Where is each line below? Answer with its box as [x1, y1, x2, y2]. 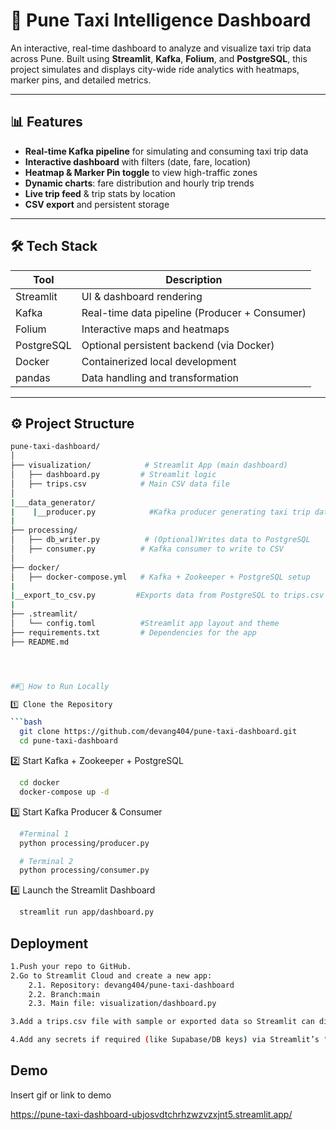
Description [165, 272, 223, 286]
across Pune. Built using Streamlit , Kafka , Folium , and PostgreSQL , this [10, 52, 308, 64]
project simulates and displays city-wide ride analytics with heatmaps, [10, 63, 300, 75]
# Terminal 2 [19, 856, 74, 866]
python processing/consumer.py [19, 865, 150, 876]
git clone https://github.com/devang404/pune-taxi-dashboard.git [19, 727, 298, 737]
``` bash [10, 717, 43, 728]
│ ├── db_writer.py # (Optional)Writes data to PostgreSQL [10, 535, 311, 545]
